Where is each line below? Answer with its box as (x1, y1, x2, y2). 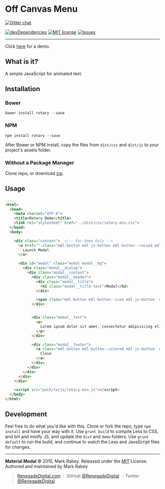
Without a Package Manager (5, 159, 75, 166)
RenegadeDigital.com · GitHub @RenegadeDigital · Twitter (17, 473, 139, 479)
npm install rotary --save (5, 133, 60, 138)
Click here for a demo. (5, 43, 50, 49)
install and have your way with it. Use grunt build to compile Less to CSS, (5, 428, 159, 434)
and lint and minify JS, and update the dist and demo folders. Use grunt (5, 434, 149, 439)
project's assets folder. (5, 147, 52, 153)
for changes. (5, 444, 31, 450)
